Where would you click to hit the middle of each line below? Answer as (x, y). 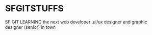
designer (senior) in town (30, 27)
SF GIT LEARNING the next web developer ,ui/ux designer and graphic (76, 22)
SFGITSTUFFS (34, 9)
